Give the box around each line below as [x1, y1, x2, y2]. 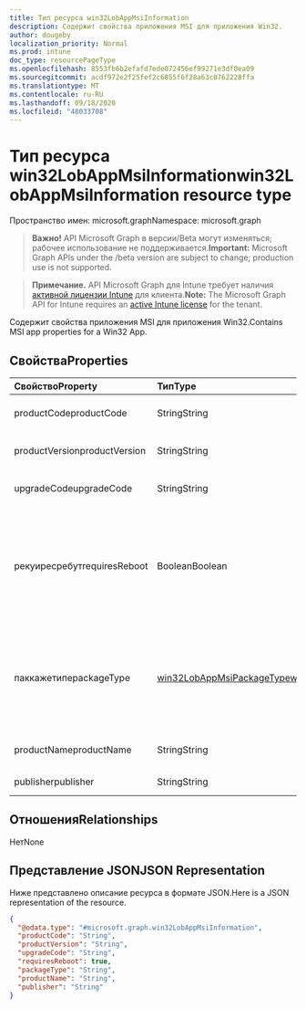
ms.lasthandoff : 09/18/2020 [9, 98, 117, 108]
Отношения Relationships [9, 812, 158, 827]
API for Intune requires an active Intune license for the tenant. [31, 299, 263, 310]
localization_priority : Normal [9, 38, 128, 48]
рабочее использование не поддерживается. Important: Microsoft [31, 243, 289, 254]
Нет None [9, 836, 45, 847]
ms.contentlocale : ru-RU [9, 89, 104, 99]
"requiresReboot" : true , [17, 957, 112, 966]
